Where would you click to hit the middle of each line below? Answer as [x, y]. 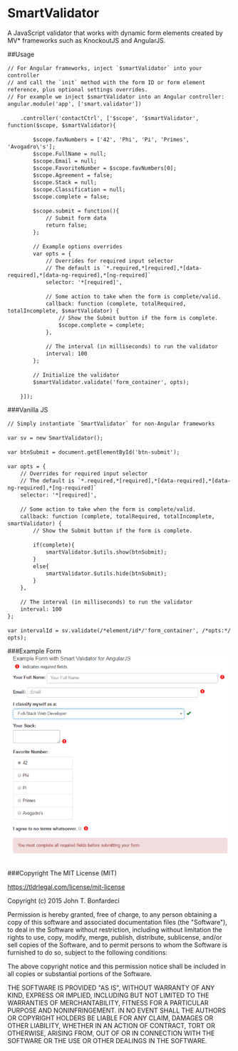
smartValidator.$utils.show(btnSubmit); [106, 552]
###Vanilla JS [28, 410]
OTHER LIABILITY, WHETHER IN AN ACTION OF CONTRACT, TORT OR [111, 1025]
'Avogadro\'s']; [31, 147]
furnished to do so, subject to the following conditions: [87, 952]
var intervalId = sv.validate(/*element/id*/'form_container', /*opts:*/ [119, 630]
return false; [66, 225]
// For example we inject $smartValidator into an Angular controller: [116, 97]
